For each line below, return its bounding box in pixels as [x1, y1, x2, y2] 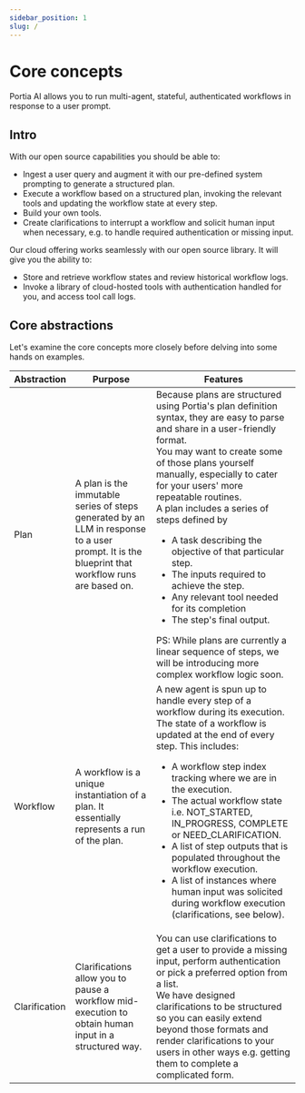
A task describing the [171, 534, 262, 547]
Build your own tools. [22, 207, 102, 218]
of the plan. [74, 835, 124, 847]
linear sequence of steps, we [155, 645, 280, 658]
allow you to [74, 972, 127, 985]
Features [203, 373, 243, 386]
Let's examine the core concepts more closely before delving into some [9, 342, 278, 353]
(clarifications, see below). [171, 908, 285, 921]
